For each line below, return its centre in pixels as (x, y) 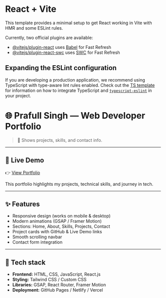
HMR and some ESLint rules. (34, 28)
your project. (18, 95)
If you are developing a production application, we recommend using (75, 80)
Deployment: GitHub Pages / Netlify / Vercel (58, 290)
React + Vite (31, 9)
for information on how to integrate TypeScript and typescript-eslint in (79, 90)
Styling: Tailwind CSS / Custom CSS (49, 280)
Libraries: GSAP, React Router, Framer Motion (59, 285)
